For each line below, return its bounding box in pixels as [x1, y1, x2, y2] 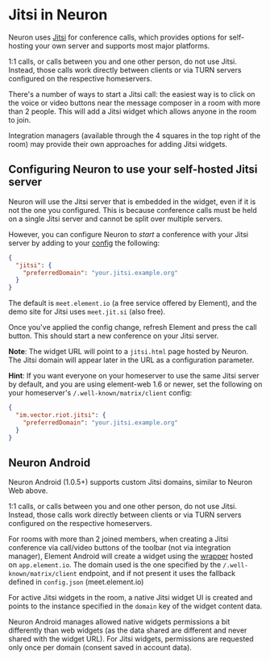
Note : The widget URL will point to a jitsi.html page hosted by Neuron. [8, 347, 249, 357]
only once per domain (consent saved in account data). [8, 643, 192, 653]
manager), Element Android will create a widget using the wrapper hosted [8, 551, 254, 562]
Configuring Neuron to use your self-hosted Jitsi [8, 163, 258, 177]
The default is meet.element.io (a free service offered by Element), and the [8, 299, 257, 308]
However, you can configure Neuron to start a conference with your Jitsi [8, 229, 248, 239]
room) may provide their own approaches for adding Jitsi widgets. [8, 139, 228, 148]
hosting [8, 40, 34, 50]
